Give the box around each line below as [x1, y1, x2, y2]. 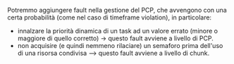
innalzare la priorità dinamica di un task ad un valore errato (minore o [17, 27, 218, 35]
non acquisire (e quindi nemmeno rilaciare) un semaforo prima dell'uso [17, 42, 223, 49]
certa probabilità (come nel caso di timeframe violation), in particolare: [7, 13, 212, 22]
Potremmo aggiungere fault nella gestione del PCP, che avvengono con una [7, 6, 227, 14]
